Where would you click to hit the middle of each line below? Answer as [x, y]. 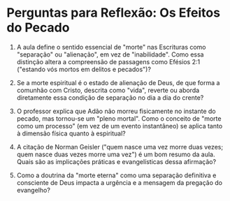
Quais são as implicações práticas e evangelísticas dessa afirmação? [116, 161]
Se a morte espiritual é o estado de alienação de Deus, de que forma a [118, 82]
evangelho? [33, 190]
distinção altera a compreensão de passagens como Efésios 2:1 [108, 61]
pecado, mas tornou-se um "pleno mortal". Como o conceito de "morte [119, 118]
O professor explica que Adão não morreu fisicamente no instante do [116, 111]
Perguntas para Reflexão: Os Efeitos [114, 13]
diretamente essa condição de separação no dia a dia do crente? [110, 97]
